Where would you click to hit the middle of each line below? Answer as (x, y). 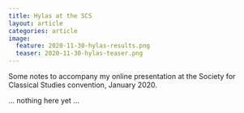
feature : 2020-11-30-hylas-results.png (83, 46)
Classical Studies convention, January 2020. (83, 85)
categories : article (43, 31)
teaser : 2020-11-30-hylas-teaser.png (79, 53)
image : (19, 38)
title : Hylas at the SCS (50, 16)
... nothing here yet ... (44, 100)
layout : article (36, 23)
